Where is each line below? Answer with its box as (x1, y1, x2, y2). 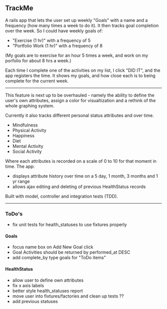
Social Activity (12, 148, 42, 154)
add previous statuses (12, 298, 58, 304)
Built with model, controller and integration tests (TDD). (5, 193, 118, 199)
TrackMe (5, 4, 33, 12)
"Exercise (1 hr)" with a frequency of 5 (12, 37, 91, 43)
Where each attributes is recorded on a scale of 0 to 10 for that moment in (5, 158, 157, 164)
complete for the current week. (5, 78, 69, 84)
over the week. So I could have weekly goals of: (5, 27, 103, 34)
